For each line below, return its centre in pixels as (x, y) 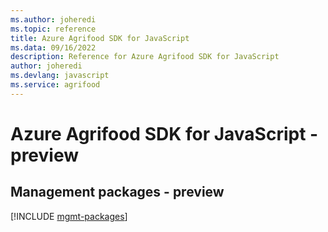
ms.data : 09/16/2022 (53, 47)
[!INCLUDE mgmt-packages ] (69, 216)
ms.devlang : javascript (60, 76)
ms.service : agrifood (55, 85)
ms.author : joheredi (53, 19)
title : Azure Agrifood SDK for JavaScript (100, 38)
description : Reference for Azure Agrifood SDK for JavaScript (145, 57)
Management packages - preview (117, 192)
